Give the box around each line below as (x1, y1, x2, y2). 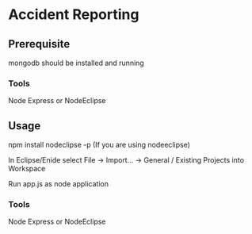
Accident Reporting (8, 6, 139, 24)
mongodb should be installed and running (8, 58, 144, 67)
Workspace (8, 164, 46, 174)
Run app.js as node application (8, 179, 109, 189)
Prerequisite (8, 37, 71, 51)
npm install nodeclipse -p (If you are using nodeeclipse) (8, 140, 190, 150)
